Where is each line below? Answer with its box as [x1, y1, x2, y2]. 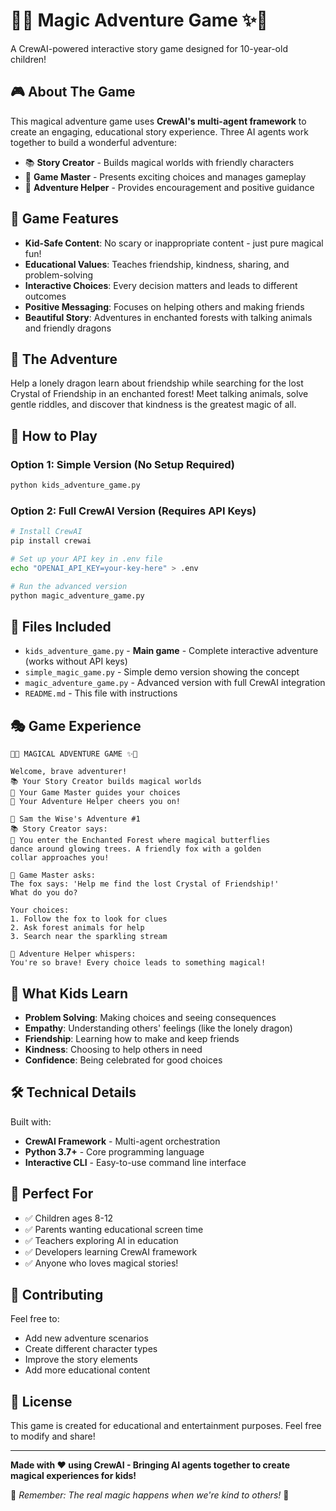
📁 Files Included [10, 618, 112, 635]
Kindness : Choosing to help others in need [24, 1043, 203, 1055]
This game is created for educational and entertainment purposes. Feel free [10, 1420, 322, 1432]
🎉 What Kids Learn [10, 985, 128, 1002]
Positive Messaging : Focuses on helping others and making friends [24, 300, 305, 313]
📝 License [10, 1393, 73, 1410]
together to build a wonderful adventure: [10, 136, 178, 148]
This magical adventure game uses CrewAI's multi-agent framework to [10, 115, 307, 127]
